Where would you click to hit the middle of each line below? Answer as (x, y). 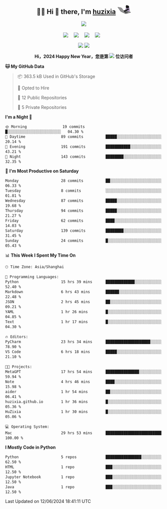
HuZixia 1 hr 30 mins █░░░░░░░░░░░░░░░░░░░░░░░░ (83, 412)
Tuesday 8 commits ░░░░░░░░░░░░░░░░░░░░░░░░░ (83, 191)
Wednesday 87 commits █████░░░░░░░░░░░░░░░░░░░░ (83, 201)
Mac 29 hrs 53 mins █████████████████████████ (83, 433)
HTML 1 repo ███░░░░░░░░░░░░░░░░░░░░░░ (83, 467)
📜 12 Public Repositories (42, 97)
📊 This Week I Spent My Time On (40, 255)
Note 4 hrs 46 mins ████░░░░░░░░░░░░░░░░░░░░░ (83, 382)
